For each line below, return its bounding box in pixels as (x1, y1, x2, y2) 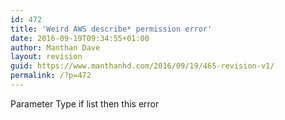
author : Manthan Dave (10, 42, 101, 53)
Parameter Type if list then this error (10, 97, 160, 110)
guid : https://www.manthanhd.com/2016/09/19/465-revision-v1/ (10, 61, 275, 71)
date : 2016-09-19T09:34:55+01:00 (10, 33, 150, 43)
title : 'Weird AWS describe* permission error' (10, 24, 213, 34)
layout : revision (10, 52, 83, 62)
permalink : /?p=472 (10, 71, 92, 81)
